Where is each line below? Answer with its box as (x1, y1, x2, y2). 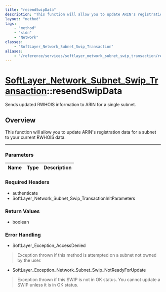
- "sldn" (14, 30, 32, 35)
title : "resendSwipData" (5, 7, 56, 12)
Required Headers (5, 179, 49, 186)
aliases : (5, 49, 23, 54)
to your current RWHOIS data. (5, 134, 66, 140)
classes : (5, 40, 23, 45)
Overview (5, 116, 36, 124)
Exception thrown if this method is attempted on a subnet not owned (17, 252, 157, 258)
